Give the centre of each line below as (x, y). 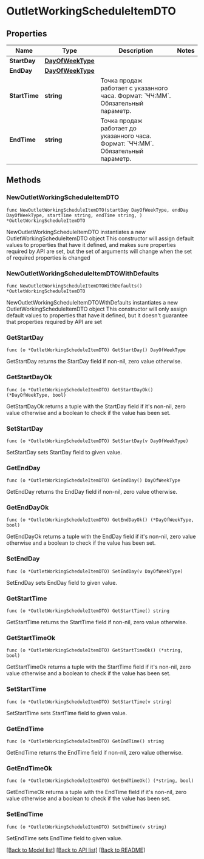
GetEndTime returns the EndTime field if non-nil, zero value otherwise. (95, 752)
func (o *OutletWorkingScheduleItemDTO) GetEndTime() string (85, 741)
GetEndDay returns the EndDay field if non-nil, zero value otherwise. (92, 492)
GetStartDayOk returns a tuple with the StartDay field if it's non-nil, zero (96, 406)
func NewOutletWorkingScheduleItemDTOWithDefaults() (74, 286)
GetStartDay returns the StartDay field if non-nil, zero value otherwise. (94, 362)
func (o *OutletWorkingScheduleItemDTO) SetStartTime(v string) (89, 702)
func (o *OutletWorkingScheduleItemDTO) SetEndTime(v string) (87, 827)
